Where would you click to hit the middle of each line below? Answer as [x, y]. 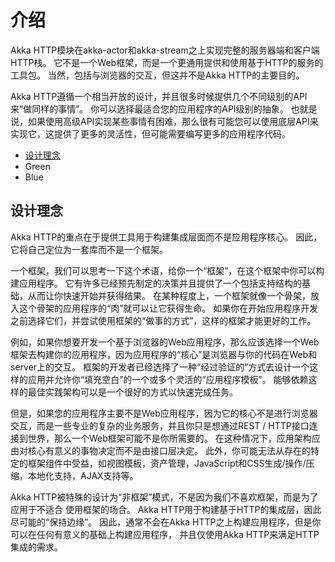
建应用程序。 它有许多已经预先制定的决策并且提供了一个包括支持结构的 [156, 283]
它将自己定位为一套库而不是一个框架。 [89, 249]
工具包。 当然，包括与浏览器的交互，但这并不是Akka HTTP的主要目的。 [157, 75]
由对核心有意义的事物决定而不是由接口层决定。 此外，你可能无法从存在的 [160, 450]
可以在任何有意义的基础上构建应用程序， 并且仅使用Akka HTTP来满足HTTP [165, 534]
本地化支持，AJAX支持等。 [83, 475]
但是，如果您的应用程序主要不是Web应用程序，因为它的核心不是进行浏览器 [164, 413]
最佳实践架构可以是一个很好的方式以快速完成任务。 [132, 392]
